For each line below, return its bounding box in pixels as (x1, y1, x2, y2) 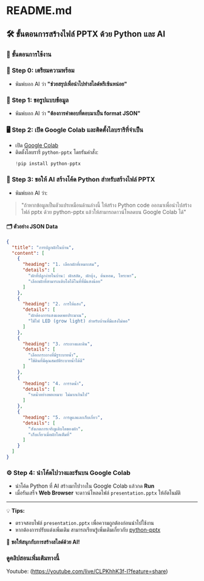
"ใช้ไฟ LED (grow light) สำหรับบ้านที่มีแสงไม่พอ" (28, 318, 131, 324)
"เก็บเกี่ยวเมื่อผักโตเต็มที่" (28, 431, 72, 438)
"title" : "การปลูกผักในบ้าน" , (12, 244, 75, 251)
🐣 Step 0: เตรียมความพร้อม (6, 66, 75, 75)
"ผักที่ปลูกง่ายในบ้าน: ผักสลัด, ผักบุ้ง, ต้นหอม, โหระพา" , (28, 273, 137, 279)
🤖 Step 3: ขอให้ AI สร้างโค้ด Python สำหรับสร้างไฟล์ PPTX (6, 175, 155, 184)
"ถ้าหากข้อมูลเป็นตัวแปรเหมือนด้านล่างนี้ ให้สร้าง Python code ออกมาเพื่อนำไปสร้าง (21, 201, 192, 209)
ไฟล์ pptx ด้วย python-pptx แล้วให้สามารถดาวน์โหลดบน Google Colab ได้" (21, 208, 186, 215)
